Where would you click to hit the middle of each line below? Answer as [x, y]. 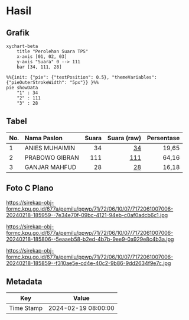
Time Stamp [26, 308]
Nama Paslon [44, 138]
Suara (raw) [124, 138]
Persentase [163, 138]
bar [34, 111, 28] [39, 67]
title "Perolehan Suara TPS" [53, 51]
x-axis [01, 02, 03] [42, 57]
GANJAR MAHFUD [50, 167]
